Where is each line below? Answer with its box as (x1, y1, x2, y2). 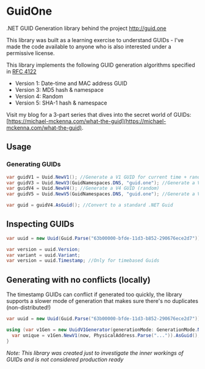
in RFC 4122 (6, 67, 37, 75)
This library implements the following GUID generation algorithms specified (6, 61, 195, 69)
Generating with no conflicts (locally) (6, 274, 151, 285)
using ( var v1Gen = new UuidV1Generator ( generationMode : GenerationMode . (6, 327, 198, 333)
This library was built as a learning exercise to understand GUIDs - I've (6, 36, 184, 43)
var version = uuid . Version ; (6, 246, 81, 252)
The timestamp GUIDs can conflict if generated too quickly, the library (6, 291, 182, 298)
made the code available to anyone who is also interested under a (6, 43, 171, 50)
